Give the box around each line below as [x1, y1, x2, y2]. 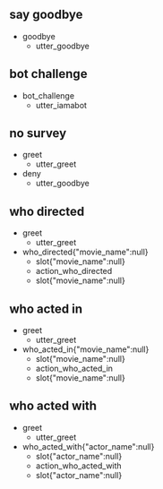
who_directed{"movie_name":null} [21, 246, 150, 258]
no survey [9, 125, 67, 142]
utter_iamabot [35, 99, 88, 110]
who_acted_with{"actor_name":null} [21, 441, 155, 451]
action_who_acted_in [35, 363, 114, 374]
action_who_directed [35, 266, 113, 277]
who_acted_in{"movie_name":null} [21, 344, 150, 355]
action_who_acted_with [35, 460, 123, 471]
